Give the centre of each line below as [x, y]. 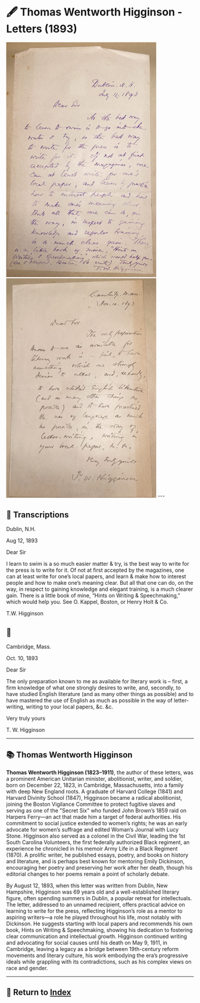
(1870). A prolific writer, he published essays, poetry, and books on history [97, 855]
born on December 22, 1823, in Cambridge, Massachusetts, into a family [95, 785]
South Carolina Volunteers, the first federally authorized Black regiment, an [98, 842]
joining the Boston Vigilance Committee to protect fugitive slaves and [91, 804]
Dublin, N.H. [21, 529]
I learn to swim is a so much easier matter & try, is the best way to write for [98, 564]
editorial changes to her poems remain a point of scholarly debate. [88, 874]
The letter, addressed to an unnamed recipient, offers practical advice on [96, 904]
